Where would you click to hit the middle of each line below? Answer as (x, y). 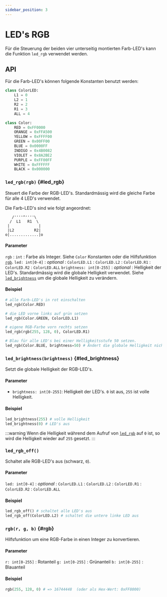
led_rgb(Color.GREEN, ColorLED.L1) (42, 318)
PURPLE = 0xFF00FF (33, 160)
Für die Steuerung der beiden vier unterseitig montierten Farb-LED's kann (81, 48)
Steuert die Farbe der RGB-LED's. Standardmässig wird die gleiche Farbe (80, 193)
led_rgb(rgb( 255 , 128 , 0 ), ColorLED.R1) (48, 332)
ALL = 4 (22, 114)
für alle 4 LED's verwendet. (33, 198)
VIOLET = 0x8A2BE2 (33, 155)
